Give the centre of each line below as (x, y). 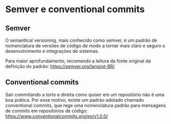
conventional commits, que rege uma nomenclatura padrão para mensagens (86, 105)
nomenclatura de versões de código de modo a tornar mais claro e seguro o (85, 46)
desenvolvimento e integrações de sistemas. (52, 51)
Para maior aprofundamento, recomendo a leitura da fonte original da (78, 61)
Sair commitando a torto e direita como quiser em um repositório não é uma (85, 95)
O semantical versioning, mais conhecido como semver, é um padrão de (81, 40)
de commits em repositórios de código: (46, 111)
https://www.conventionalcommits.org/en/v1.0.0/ (57, 116)
